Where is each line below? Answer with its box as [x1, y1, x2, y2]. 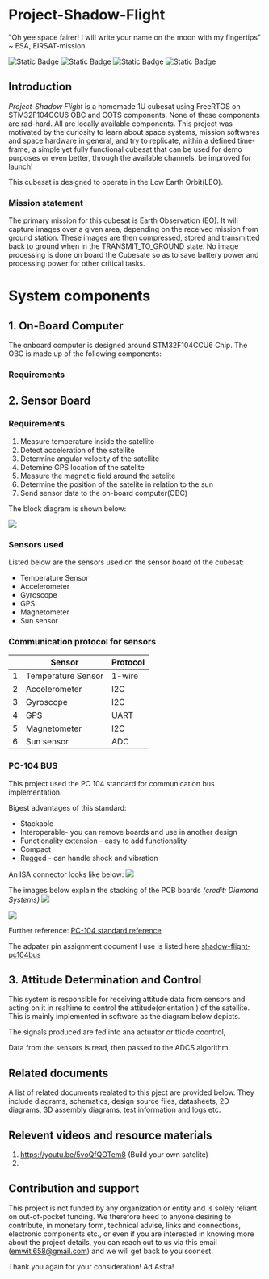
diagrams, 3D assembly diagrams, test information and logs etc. [8, 1105, 221, 1115]
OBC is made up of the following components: [8, 349, 162, 359]
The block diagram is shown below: [8, 503, 127, 514]
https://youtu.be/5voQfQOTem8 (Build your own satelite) [19, 1149, 208, 1159]
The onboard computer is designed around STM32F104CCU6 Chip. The [8, 341, 248, 350]
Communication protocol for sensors [8, 635, 156, 647]
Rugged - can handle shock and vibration [19, 853, 158, 862]
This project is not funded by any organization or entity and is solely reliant [8, 1203, 257, 1213]
